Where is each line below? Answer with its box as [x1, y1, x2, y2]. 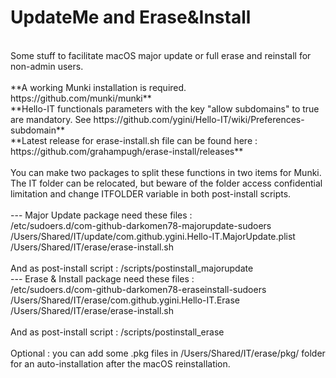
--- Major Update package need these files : [10, 209, 193, 221]
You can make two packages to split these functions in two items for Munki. [10, 166, 322, 178]
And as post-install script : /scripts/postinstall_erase [10, 326, 225, 338]
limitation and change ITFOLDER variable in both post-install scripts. [10, 187, 292, 200]
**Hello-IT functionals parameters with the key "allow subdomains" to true [10, 102, 320, 115]
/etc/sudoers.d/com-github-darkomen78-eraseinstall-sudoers [10, 283, 267, 295]
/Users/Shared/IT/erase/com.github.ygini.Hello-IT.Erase [10, 294, 240, 306]
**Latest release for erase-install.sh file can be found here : [10, 134, 258, 146]
